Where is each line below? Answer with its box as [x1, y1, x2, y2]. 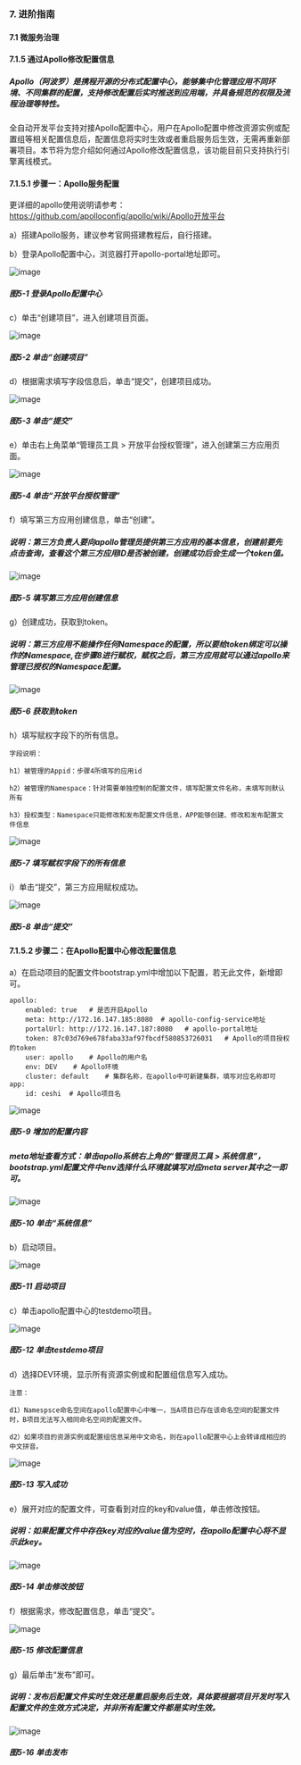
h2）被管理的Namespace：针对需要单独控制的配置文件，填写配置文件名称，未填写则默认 [9, 784, 285, 793]
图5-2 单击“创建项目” [9, 351, 89, 363]
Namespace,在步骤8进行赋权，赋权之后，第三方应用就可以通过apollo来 [24, 649, 289, 660]
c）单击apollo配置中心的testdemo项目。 [9, 1305, 157, 1316]
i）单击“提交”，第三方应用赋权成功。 [9, 882, 143, 892]
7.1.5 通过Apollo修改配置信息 [9, 54, 115, 64]
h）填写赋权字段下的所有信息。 [9, 730, 124, 740]
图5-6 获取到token [9, 706, 78, 716]
